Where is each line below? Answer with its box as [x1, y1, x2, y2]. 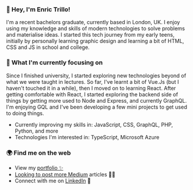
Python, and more [14, 127, 58, 135]
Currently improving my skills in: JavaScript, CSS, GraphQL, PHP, [14, 121, 173, 128]
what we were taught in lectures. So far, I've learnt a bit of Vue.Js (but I [6, 78, 179, 85]
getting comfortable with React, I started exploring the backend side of [6, 91, 178, 98]
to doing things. [6, 109, 44, 117]
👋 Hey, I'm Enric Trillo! [6, 5, 71, 14]
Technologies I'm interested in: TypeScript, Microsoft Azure [14, 133, 159, 140]
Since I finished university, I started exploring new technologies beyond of [6, 72, 187, 79]
